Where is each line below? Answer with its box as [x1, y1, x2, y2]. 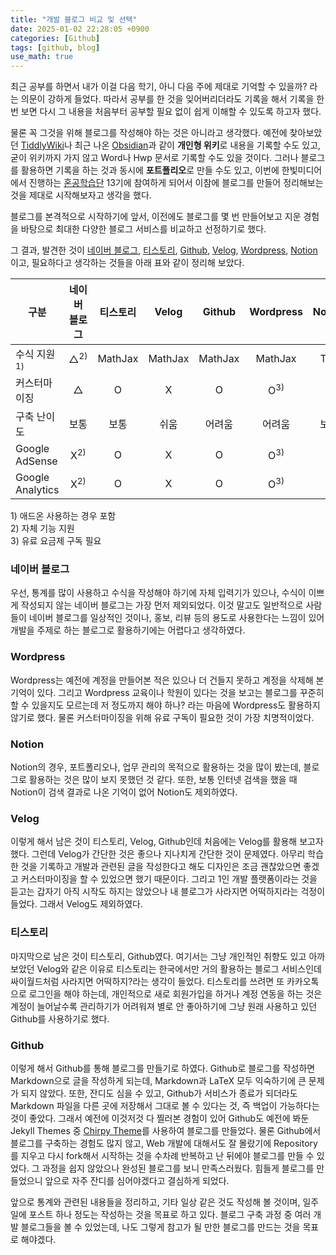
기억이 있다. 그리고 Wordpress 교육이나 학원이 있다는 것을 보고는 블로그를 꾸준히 [10, 686, 325, 698]
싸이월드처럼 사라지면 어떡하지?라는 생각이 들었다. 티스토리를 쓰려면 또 [10, 975, 285, 987]
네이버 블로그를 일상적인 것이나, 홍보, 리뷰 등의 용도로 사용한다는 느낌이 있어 [28, 612, 325, 624]
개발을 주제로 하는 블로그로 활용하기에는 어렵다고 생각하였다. [10, 624, 246, 636]
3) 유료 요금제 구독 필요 [10, 535, 102, 547]
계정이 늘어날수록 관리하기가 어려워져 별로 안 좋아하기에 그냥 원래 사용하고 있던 [10, 1000, 318, 1012]
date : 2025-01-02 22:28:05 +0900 [10, 24, 150, 34]
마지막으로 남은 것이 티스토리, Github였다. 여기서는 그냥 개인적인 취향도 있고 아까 [10, 950, 326, 962]
